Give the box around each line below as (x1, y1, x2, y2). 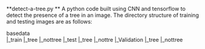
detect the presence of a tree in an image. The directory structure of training (6, 11, 199, 19)
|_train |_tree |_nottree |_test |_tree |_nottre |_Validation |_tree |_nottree (6, 36, 184, 43)
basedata (6, 30, 31, 37)
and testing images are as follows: (6, 18, 93, 25)
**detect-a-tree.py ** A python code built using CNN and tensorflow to (6, 5, 186, 12)
